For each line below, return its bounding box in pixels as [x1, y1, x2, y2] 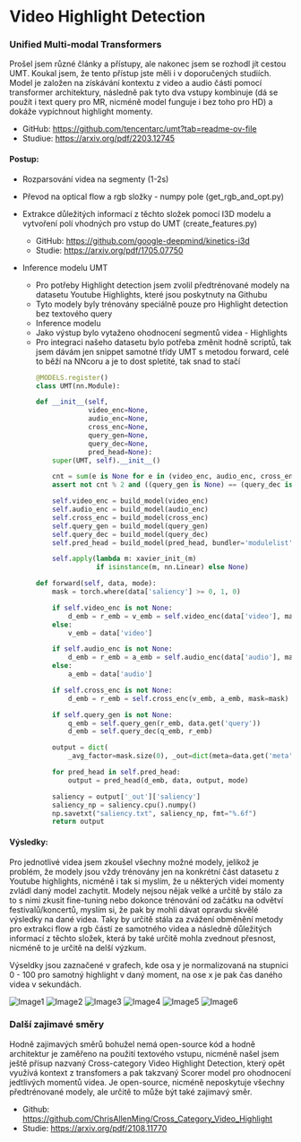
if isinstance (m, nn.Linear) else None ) [95, 563, 249, 572]
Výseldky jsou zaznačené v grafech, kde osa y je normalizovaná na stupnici [9, 959, 288, 970]
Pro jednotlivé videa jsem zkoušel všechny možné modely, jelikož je [9, 856, 260, 867]
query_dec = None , [88, 439, 150, 448]
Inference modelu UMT [21, 262, 108, 273]
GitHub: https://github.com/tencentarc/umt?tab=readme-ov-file [21, 124, 257, 134]
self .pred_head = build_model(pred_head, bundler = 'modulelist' [52, 538, 293, 548]
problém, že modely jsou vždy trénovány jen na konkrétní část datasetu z [9, 866, 279, 877]
